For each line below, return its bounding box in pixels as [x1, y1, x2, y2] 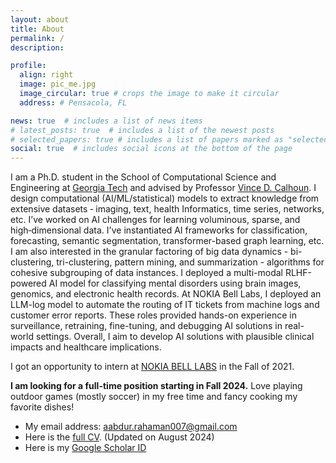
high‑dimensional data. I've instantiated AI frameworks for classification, [10, 224, 308, 236]
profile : [10, 61, 47, 71]
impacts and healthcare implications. [10, 341, 162, 353]
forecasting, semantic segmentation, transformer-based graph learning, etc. [10, 235, 325, 247]
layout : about [10, 14, 70, 25]
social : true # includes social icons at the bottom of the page [10, 144, 293, 154]
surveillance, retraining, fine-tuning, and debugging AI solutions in [10, 320, 283, 332]
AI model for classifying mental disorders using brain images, [48, 277, 302, 290]
